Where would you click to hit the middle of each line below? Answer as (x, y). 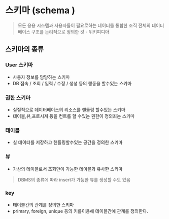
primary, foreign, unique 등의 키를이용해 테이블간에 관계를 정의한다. (80, 211)
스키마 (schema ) (40, 10)
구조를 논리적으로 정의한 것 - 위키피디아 (70, 31)
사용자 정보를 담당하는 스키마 (41, 77)
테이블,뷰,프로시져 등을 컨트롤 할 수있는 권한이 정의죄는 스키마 (74, 116)
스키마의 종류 (25, 49)
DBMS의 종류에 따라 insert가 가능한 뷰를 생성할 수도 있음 (74, 179)
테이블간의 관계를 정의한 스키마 (43, 205)
